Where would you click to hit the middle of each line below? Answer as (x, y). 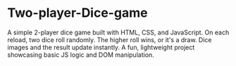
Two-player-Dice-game (77, 13)
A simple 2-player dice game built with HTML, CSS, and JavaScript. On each (118, 32)
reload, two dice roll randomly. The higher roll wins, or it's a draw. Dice (110, 39)
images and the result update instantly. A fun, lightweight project (101, 47)
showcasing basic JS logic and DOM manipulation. (81, 55)
